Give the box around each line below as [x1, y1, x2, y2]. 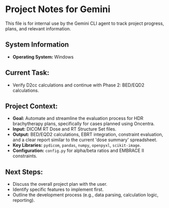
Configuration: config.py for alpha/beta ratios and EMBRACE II [12, 148, 144, 154]
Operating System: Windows [12, 54, 74, 60]
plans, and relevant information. [5, 25, 72, 31]
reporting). [12, 197, 35, 203]
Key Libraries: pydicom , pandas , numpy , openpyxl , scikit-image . [12, 142, 141, 148]
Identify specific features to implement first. [12, 186, 104, 193]
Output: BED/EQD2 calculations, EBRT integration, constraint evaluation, [12, 132, 163, 138]
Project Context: [5, 102, 58, 110]
